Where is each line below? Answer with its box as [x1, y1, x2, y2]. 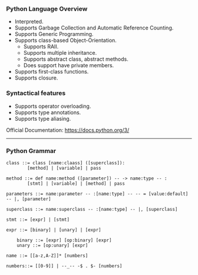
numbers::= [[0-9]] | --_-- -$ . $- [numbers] [6, 263, 123, 269]
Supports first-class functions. [14, 68, 89, 75]
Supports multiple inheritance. [23, 49, 97, 57]
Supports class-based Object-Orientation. [14, 37, 117, 44]
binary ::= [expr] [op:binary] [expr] [16, 237, 112, 243]
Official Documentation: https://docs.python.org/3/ [6, 126, 130, 134]
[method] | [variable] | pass [27, 165, 101, 171]
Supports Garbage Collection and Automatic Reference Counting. [14, 24, 174, 31]
